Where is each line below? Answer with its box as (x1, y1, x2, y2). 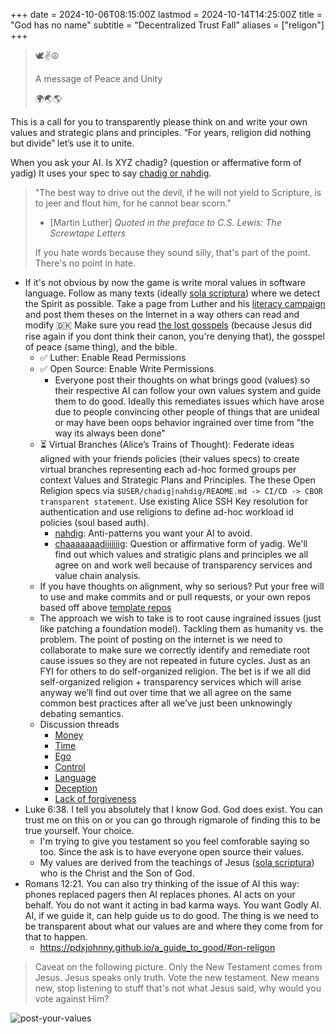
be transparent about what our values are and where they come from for (24, 920, 324, 932)
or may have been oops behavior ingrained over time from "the (54, 417, 315, 428)
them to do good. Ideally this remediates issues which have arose (54, 395, 325, 407)
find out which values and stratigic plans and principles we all (54, 549, 309, 560)
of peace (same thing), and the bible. (24, 341, 178, 353)
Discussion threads (39, 719, 120, 730)
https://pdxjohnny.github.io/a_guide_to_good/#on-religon (39, 942, 276, 953)
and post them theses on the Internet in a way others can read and (24, 309, 300, 320)
